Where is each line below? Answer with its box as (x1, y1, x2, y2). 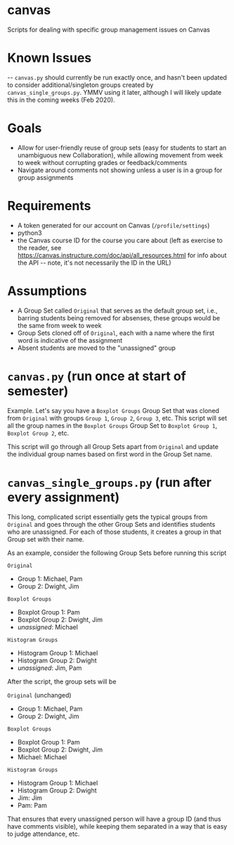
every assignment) (7, 489, 120, 505)
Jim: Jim (17, 793, 43, 802)
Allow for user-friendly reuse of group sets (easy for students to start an (17, 143, 227, 152)
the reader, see (17, 243, 62, 251)
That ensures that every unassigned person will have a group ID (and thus (7, 814, 221, 823)
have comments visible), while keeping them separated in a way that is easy (7, 822, 228, 830)
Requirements (7, 198, 91, 214)
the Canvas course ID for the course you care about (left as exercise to (17, 236, 223, 244)
